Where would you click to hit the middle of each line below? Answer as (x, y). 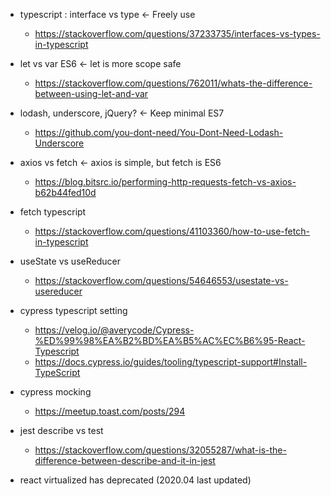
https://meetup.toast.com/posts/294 (110, 411)
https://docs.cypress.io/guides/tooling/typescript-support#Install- (171, 362)
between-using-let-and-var (91, 93)
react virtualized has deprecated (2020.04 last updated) (135, 480)
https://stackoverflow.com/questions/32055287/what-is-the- (160, 450)
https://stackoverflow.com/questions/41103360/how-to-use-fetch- (172, 231)
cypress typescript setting (73, 310)
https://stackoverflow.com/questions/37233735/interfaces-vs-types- (177, 33)
